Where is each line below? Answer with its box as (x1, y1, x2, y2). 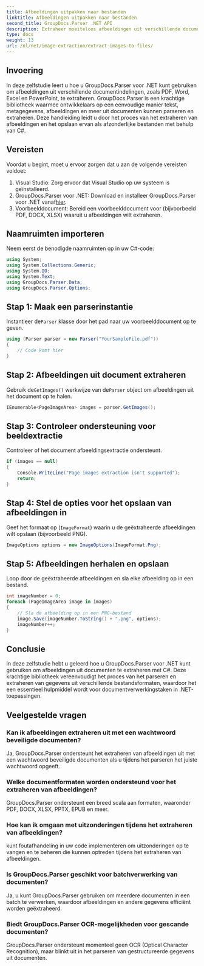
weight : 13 (6, 37, 34, 43)
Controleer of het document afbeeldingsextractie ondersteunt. (6, 447, 162, 454)
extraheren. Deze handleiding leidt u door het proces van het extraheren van (6, 114, 198, 121)
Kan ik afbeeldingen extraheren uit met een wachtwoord (6, 728, 176, 737)
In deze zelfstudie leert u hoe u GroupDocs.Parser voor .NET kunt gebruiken (6, 82, 197, 89)
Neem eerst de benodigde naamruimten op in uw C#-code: (6, 245, 155, 252)
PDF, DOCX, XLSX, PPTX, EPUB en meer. (6, 805, 109, 813)
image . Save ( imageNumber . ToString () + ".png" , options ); (17, 616, 162, 622)
